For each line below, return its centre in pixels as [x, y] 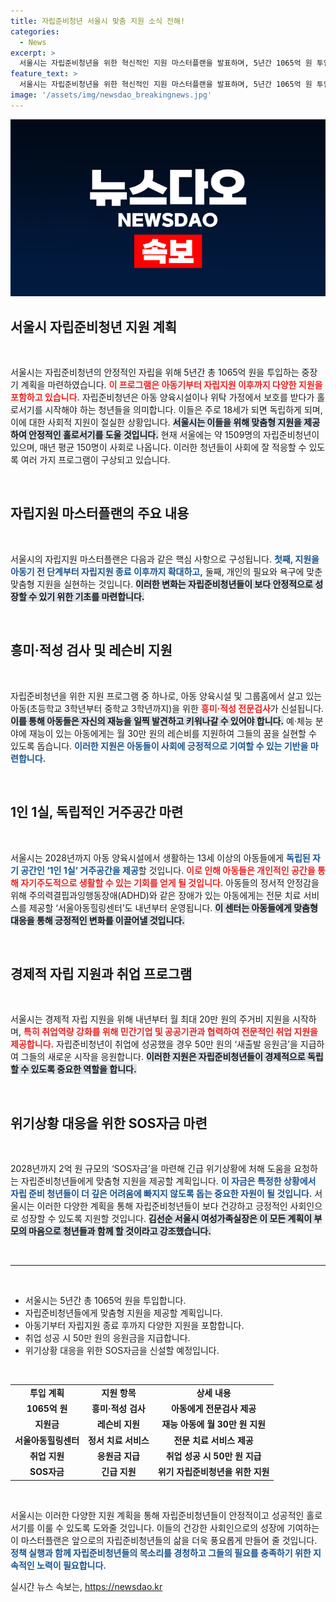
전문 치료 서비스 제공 [213, 1440]
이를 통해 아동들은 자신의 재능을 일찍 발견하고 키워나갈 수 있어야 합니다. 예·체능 [161, 721]
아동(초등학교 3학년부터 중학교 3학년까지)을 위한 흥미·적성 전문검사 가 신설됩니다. [167, 708]
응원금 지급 [118, 1456]
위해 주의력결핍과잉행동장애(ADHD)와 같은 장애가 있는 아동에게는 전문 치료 [156, 895]
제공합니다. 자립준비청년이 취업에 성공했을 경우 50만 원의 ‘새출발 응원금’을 [154, 1044]
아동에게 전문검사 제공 [213, 1409]
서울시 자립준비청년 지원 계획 [94, 326]
